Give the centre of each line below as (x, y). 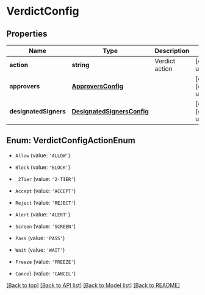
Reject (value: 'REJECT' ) (45, 202)
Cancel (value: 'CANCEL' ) (45, 273)
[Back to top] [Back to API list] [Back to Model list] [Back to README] (93, 285)
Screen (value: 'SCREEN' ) (45, 226)
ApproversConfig (98, 86)
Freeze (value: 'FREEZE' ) (45, 261)
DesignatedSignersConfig (110, 111)
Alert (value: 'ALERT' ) (43, 214)
